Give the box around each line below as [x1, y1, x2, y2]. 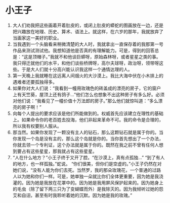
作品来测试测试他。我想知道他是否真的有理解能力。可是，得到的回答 [12, 47, 155, 53]
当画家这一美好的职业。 [12, 35, 62, 41]
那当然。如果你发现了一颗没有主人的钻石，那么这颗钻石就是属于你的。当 [12, 129, 163, 135]
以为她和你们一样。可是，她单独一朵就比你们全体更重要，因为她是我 [17, 173, 159, 179]
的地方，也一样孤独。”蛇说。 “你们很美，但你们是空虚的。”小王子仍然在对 [12, 161, 162, 167]
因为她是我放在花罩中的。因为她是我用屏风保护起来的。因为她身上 [26, 179, 163, 185]
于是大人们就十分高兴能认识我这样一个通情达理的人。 [21, 66, 133, 72]
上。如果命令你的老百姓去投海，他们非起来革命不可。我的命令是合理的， [12, 116, 163, 122]
